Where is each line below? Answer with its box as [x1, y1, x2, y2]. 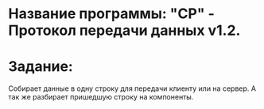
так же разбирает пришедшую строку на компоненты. [8, 92, 194, 102]
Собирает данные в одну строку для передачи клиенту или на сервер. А [8, 84, 257, 93]
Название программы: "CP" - [8, 5, 215, 23]
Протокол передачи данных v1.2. [8, 21, 241, 39]
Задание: [8, 58, 73, 76]
